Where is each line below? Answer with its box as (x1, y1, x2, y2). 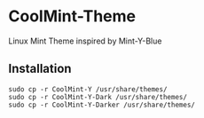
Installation (8, 61, 72, 76)
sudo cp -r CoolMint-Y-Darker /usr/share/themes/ (8, 100, 196, 109)
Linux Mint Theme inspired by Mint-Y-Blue (8, 35, 162, 46)
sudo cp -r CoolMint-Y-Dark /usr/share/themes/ (8, 92, 188, 101)
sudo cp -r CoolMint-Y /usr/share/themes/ (8, 84, 168, 94)
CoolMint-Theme (8, 6, 137, 27)
